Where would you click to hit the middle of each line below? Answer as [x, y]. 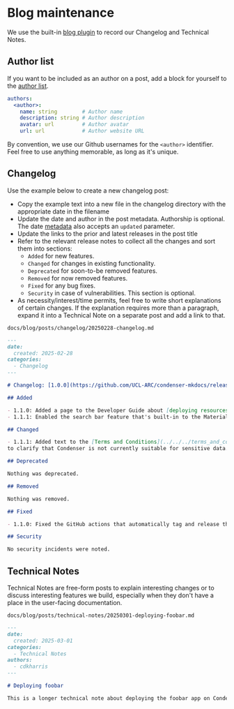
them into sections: [45, 248]
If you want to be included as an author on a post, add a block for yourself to [117, 78]
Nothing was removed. [39, 499]
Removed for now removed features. [78, 278]
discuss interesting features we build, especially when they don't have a [111, 595]
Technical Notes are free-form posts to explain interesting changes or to [111, 588]
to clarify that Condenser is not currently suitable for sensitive [109, 449]
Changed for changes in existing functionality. [92, 263]
